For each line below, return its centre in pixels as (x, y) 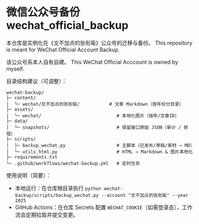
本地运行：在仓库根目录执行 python (58, 188)
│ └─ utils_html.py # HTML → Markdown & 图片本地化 (100, 152)
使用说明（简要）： (29, 175)
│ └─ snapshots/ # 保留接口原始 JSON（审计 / (94, 127)
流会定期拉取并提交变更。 (47, 214)
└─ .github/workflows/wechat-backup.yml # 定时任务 (73, 163)
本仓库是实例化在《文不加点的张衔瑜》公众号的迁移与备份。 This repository (99, 43)
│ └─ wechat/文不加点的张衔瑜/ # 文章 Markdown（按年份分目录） (95, 104)
